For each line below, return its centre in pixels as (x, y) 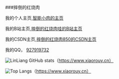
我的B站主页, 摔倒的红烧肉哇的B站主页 (44, 28)
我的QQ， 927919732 (27, 50)
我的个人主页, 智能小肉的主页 (34, 18)
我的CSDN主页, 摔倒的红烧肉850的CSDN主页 (51, 39)
